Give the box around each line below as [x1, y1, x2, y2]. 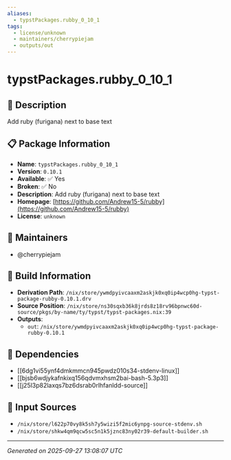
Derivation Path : [16, 289, 65, 297]
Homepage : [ [16, 197, 56, 205]
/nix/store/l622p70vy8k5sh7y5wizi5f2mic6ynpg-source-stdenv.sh [16, 421, 203, 428]
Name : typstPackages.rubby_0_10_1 [16, 160, 118, 168]
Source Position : [16, 302, 65, 310]
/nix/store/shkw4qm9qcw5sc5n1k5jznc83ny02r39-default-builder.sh [16, 428, 208, 435]
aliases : [7, 10, 32, 17]
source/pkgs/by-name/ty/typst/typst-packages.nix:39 [16, 309, 172, 316]
